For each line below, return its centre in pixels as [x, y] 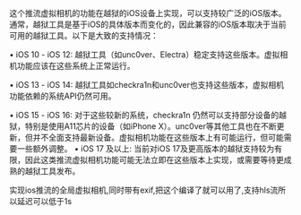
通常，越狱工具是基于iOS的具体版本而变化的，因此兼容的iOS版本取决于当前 [148, 24]
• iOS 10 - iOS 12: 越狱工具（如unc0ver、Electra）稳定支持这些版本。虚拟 [145, 55]
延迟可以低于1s [44, 201]
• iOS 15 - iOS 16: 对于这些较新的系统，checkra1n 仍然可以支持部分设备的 [144, 115]
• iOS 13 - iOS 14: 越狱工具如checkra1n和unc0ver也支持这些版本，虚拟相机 [147, 85]
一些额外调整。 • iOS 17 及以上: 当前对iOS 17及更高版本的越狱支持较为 [146, 149]
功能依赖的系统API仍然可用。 [63, 96]
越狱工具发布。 [52, 171]
